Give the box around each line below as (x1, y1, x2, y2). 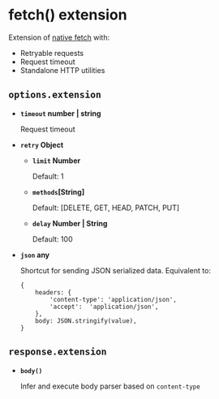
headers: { (35, 288, 72, 297)
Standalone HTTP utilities (19, 65, 105, 75)
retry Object (19, 139, 64, 149)
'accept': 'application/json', (49, 302, 159, 311)
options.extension (8, 89, 101, 101)
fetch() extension (8, 6, 127, 24)
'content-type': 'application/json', (49, 295, 177, 303)
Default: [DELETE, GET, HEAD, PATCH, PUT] (32, 203, 180, 212)
